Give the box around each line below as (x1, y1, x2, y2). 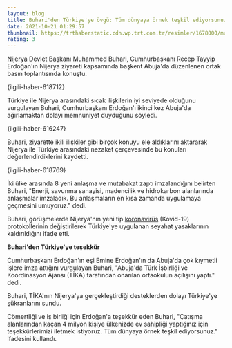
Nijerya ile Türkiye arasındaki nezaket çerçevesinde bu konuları (7, 145, 187, 154)
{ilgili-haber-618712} (7, 83, 66, 91)
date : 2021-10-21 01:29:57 (7, 23, 85, 30)
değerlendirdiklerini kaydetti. (7, 153, 88, 161)
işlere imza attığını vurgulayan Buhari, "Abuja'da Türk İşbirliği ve (7, 264, 188, 272)
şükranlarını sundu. (7, 299, 62, 308)
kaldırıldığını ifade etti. (7, 230, 70, 238)
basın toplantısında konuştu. (7, 70, 88, 78)
